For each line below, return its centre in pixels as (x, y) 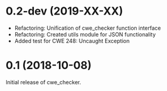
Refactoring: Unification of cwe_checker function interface (88, 28)
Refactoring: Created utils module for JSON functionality (85, 34)
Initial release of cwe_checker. (43, 82)
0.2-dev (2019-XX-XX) (64, 11)
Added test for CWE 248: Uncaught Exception (72, 41)
